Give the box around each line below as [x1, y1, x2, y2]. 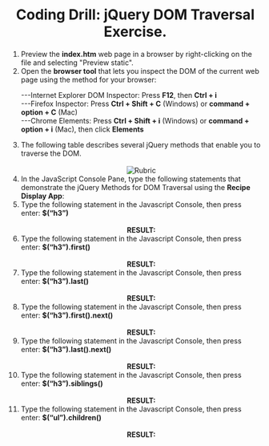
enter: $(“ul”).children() [20, 412, 102, 422]
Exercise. [103, 22, 167, 41]
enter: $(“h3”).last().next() [20, 344, 112, 354]
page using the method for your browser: [20, 75, 157, 84]
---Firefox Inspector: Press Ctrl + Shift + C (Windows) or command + [20, 99, 251, 108]
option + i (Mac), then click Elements [20, 124, 144, 134]
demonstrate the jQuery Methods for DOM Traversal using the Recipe [20, 182, 251, 192]
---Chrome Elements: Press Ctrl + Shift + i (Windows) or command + [20, 116, 250, 125]
